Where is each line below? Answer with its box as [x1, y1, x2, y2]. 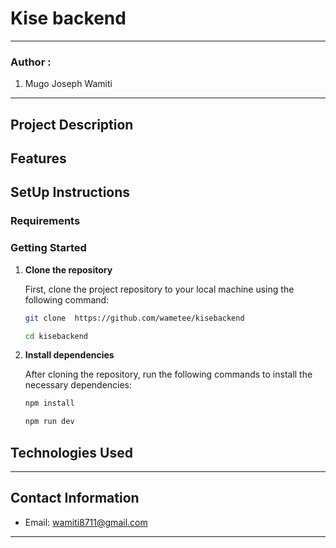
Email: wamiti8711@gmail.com [24, 516, 148, 528]
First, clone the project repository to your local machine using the [24, 283, 295, 295]
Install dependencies [24, 349, 115, 361]
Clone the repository [24, 263, 113, 276]
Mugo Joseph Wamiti [24, 78, 113, 90]
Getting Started [10, 241, 87, 255]
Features [10, 150, 67, 167]
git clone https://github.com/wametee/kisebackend [24, 313, 245, 323]
